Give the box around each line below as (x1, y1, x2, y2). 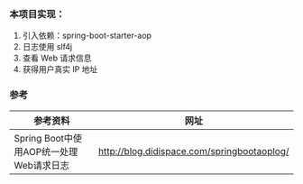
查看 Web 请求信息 (22, 52, 92, 64)
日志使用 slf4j (22, 41, 73, 52)
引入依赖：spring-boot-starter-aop (22, 30, 151, 41)
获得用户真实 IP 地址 (22, 64, 98, 75)
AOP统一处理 (23, 145, 78, 158)
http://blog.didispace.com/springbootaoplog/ (97, 144, 289, 157)
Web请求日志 (14, 159, 70, 171)
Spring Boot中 (14, 132, 74, 144)
